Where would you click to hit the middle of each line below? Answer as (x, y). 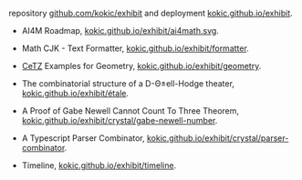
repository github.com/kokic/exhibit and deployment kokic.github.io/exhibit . (151, 13)
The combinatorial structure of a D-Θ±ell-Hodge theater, (128, 84)
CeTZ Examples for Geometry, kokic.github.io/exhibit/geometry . (141, 66)
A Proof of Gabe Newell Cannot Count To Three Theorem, (130, 111)
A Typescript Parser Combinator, (83, 138)
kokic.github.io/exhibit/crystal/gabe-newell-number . (120, 120)
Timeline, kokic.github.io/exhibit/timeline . (99, 165)
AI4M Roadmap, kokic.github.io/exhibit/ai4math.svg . (120, 30)
